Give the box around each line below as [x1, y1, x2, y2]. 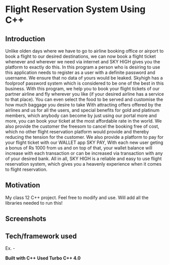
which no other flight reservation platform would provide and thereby [5, 129, 149, 135]
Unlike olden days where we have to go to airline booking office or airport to [5, 48, 164, 54]
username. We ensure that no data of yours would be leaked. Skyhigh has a [5, 75, 163, 81]
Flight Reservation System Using [5, 4, 146, 15]
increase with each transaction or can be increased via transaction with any [5, 150, 163, 156]
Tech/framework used [5, 232, 77, 240]
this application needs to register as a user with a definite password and [5, 69, 155, 75]
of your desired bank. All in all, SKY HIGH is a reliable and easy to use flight [5, 156, 162, 162]
